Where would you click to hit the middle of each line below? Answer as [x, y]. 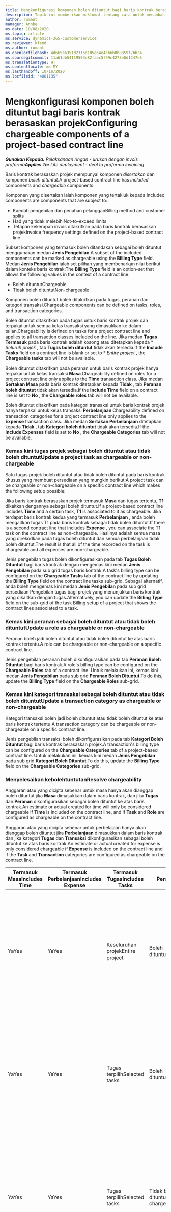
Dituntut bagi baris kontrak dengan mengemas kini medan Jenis [73, 565]
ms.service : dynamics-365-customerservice [51, 39]
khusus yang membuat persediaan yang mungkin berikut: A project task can [84, 480]
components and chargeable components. [50, 185]
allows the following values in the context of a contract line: [67, 274]
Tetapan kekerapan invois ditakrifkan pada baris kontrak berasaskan [84, 226]
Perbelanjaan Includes [75, 879]
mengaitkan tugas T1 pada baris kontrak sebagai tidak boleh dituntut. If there [85, 523]
